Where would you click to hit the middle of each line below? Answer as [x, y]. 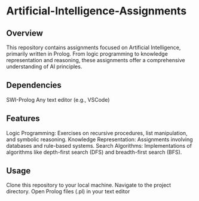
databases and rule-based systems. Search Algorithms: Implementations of [99, 145]
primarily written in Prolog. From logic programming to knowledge [87, 54]
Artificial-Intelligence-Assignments [97, 11]
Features [23, 119]
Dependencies [34, 85]
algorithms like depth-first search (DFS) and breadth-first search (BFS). [94, 152]
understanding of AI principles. [44, 66]
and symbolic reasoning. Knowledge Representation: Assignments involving [99, 139]
